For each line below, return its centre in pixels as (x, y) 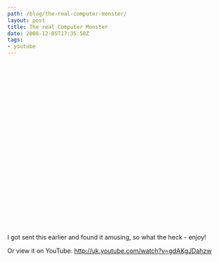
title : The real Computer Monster (58, 27)
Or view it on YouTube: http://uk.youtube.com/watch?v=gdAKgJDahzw (109, 251)
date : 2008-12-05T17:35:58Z (48, 33)
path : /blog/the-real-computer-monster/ (67, 14)
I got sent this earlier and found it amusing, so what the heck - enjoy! (107, 237)
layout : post (26, 20)
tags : (15, 40)
